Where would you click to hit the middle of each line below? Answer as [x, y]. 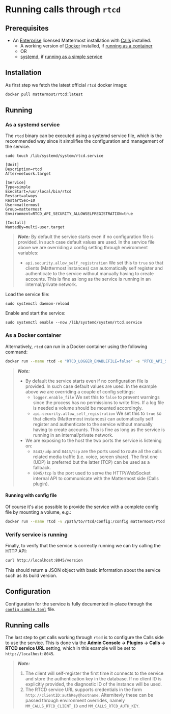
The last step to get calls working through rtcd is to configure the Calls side [84, 638]
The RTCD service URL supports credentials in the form [84, 690]
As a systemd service [33, 125]
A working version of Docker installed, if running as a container [86, 46]
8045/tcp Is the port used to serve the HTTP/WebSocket [92, 473]
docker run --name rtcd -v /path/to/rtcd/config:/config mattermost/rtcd [85, 521]
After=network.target [28, 174]
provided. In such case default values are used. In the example [91, 386]
